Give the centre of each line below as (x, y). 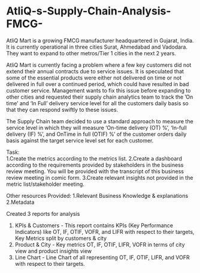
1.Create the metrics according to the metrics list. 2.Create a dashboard (94, 158)
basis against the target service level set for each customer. (80, 140)
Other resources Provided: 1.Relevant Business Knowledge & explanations (97, 195)
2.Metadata (20, 202)
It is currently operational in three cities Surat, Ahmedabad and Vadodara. (97, 47)
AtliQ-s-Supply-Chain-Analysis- (89, 11)
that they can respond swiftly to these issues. (62, 109)
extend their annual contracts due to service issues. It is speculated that (95, 71)
